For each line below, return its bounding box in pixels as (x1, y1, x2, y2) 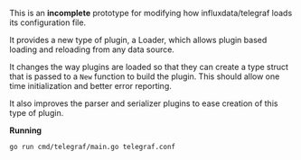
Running (9, 125, 42, 136)
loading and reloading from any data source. (9, 44, 174, 55)
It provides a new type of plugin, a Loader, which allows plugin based (9, 35, 268, 45)
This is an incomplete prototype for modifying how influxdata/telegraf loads (9, 8, 293, 18)
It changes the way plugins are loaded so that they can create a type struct (9, 62, 289, 72)
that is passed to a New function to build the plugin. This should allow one (9, 71, 280, 82)
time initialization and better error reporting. (9, 81, 172, 91)
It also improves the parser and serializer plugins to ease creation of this (9, 98, 278, 109)
